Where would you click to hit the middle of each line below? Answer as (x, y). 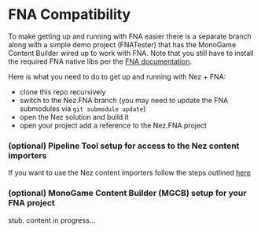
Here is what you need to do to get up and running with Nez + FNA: (117, 76)
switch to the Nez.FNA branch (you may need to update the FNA (124, 100)
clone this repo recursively (62, 91)
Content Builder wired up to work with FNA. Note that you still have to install (131, 53)
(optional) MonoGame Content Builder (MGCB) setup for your (127, 193)
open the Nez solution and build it (74, 116)
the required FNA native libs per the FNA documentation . (100, 61)
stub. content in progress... (52, 220)
